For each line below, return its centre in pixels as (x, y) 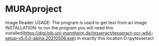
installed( (15, 33)
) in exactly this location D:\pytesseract (114, 38)
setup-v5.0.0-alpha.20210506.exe (40, 38)
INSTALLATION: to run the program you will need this (59, 27)
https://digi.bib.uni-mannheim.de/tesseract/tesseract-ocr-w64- (89, 33)
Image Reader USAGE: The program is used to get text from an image (76, 23)
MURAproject (33, 9)
